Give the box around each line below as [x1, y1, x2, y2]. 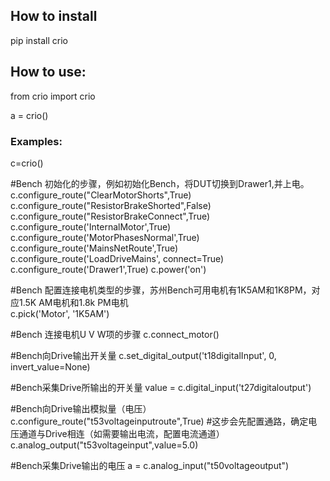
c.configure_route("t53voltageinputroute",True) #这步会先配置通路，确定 [10, 415, 309, 427]
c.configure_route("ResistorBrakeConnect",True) [10, 210, 211, 222]
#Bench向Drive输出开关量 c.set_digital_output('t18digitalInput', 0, [10, 349, 277, 361]
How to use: [10, 64, 87, 81]
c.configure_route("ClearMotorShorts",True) [10, 189, 192, 201]
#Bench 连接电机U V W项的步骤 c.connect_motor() [10, 328, 220, 340]
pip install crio [10, 34, 68, 46]
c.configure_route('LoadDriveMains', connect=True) [10, 252, 225, 264]
